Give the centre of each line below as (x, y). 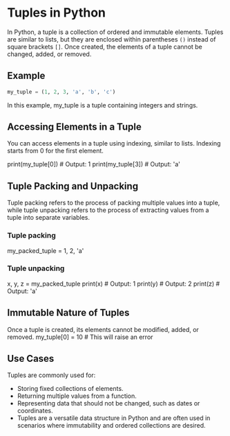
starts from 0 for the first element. (55, 151)
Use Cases (31, 359)
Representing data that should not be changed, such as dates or (108, 403)
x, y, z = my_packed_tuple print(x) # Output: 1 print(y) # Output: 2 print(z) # (114, 284)
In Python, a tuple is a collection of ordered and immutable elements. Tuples (115, 32)
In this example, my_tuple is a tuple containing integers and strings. (103, 105)
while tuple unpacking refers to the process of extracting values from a (108, 210)
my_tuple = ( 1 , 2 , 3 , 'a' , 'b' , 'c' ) (61, 91)
